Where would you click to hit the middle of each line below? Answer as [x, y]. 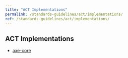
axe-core [22, 51]
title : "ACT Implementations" [36, 10]
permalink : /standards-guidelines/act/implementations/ [64, 14]
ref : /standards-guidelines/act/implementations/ [58, 19]
